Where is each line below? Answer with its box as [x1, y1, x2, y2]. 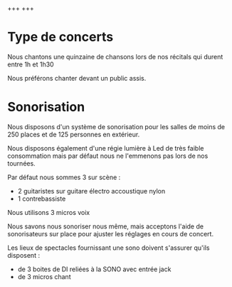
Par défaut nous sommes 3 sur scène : [7, 173, 121, 181]
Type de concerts [7, 29, 114, 45]
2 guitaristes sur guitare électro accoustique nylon [17, 186, 166, 195]
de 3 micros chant [17, 272, 71, 281]
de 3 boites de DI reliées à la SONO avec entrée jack [17, 265, 172, 273]
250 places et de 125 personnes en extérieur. [7, 130, 140, 139]
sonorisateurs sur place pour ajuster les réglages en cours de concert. [7, 229, 214, 238]
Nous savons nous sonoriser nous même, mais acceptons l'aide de [7, 222, 204, 231]
